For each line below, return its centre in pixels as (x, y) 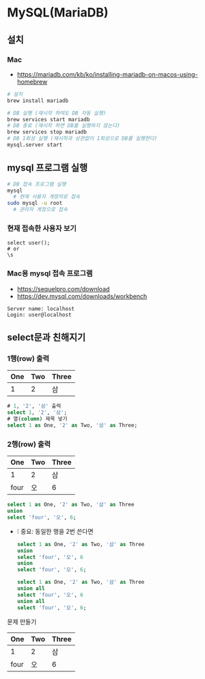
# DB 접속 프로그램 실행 (37, 184)
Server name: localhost (41, 309)
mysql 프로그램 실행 (47, 168)
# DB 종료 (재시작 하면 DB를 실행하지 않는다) (64, 126)
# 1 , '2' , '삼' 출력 (34, 406)
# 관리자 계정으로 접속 (41, 210)
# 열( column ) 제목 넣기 (37, 419)
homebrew (32, 82)
